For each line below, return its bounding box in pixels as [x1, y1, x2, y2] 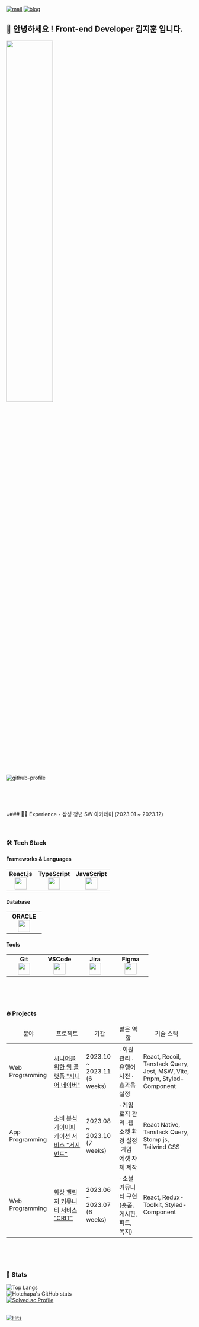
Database [6, 898, 31, 905]
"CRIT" [53, 1214, 73, 1222]
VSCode [47, 955, 72, 963]
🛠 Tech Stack [6, 839, 47, 847]
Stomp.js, [143, 1135, 169, 1143]
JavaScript [75, 869, 107, 878]
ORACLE [11, 913, 37, 921]
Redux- [162, 1193, 184, 1201]
